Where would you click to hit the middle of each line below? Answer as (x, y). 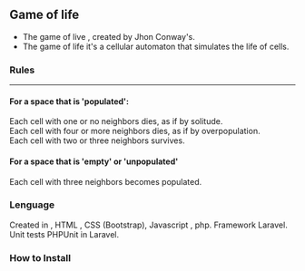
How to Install (40, 257)
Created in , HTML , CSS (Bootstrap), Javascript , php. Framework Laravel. (148, 225)
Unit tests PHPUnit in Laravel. (64, 234)
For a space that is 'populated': (69, 101)
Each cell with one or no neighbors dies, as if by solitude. (116, 121)
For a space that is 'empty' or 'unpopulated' (94, 161)
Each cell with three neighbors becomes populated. (106, 181)
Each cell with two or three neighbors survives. (97, 140)
